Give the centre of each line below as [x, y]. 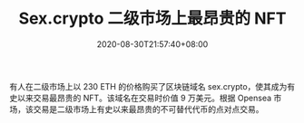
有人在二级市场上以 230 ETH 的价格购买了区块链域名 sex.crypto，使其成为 [148, 86]
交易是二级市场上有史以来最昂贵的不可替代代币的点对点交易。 [148, 109]
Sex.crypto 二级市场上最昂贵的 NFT [152, 19]
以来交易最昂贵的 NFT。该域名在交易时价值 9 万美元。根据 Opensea [144, 98]
